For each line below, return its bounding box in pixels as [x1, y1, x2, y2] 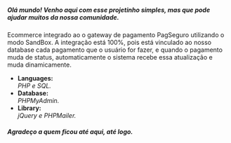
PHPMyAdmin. [17, 96, 60, 104]
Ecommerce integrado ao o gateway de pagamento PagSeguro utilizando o [7, 30, 225, 39]
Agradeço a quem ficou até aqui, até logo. [7, 127, 133, 136]
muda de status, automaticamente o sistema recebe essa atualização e [7, 53, 213, 61]
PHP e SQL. [17, 81, 51, 90]
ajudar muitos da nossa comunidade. [7, 13, 119, 21]
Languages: [17, 74, 53, 82]
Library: [17, 104, 41, 112]
